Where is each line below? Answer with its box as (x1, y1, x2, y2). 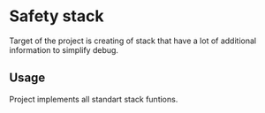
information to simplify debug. (9, 44, 119, 55)
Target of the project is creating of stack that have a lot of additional (9, 35, 257, 46)
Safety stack (9, 6, 104, 26)
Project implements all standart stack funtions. (9, 94, 178, 104)
